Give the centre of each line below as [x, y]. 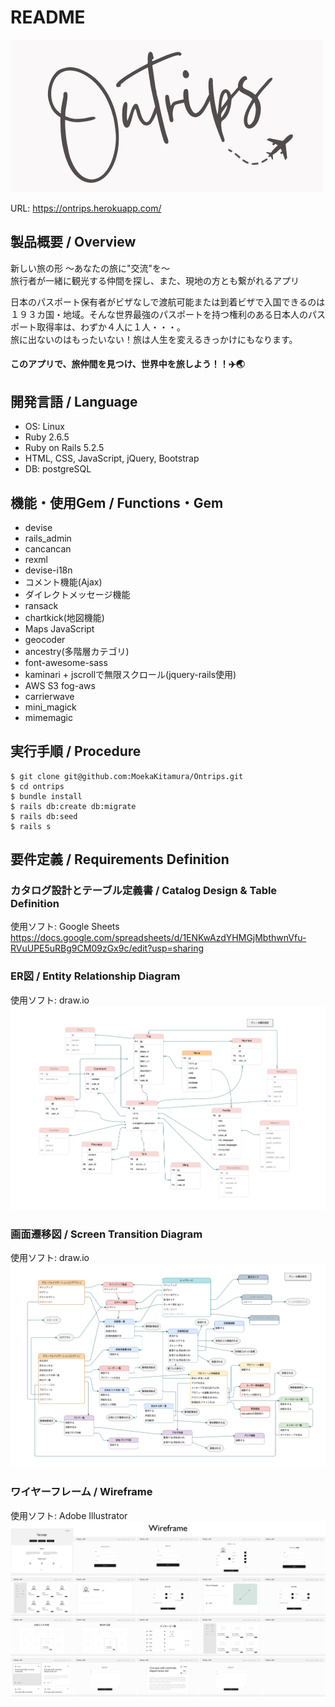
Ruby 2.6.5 [47, 437]
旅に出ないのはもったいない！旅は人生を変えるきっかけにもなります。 [154, 339]
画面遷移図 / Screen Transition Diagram [106, 1234]
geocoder [45, 639]
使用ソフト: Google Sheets [65, 927]
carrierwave [49, 696]
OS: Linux [44, 427]
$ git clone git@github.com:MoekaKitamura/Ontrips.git [127, 776]
